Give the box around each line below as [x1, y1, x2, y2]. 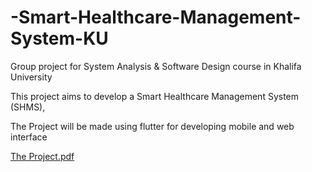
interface [10, 131, 48, 143]
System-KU [10, 27, 109, 50]
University [10, 71, 53, 83]
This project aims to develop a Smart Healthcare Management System [10, 90, 300, 102]
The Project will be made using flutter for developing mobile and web [10, 120, 295, 132]
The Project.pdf [10, 150, 75, 162]
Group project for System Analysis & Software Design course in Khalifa [10, 60, 302, 72]
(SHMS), [10, 101, 46, 113]
